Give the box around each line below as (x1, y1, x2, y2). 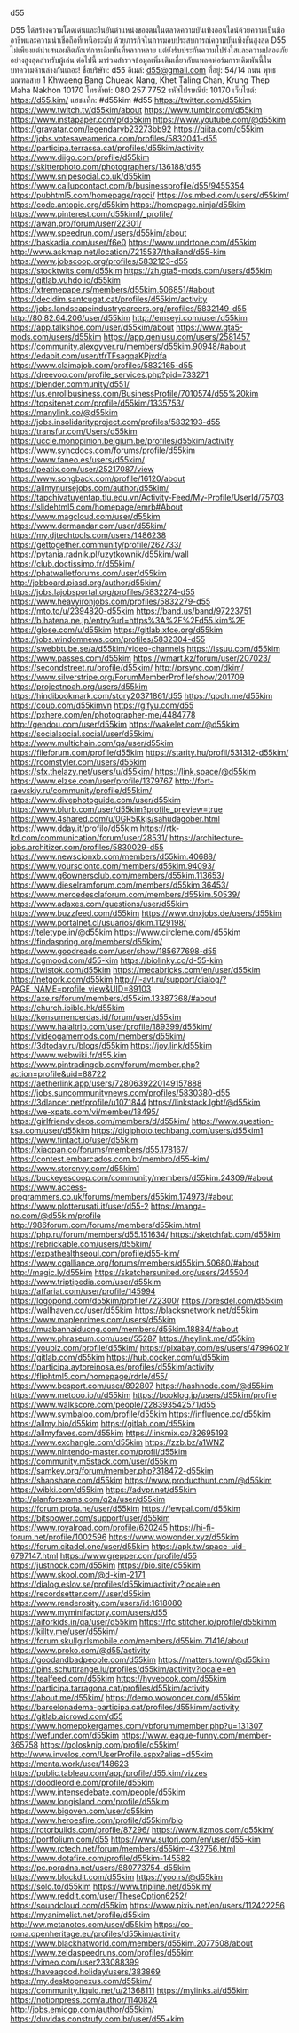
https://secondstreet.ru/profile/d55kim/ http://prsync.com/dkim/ (10, 663, 245, 672)
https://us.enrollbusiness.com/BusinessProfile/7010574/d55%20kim (10, 389, 259, 398)
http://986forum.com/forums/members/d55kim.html (10, 1220, 201, 1230)
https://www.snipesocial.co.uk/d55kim (10, 171, 152, 181)
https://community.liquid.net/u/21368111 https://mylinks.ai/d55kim (10, 1985, 249, 1996)
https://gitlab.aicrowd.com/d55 (10, 1711, 123, 1722)
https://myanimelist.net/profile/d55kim (10, 1909, 150, 1920)
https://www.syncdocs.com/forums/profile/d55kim (10, 445, 196, 455)
